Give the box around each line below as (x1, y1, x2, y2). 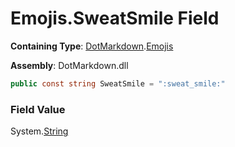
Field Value (10, 102, 66, 116)
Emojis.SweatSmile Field (10, 7, 220, 30)
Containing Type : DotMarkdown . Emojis (10, 40, 174, 52)
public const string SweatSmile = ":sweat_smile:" (10, 78, 226, 89)
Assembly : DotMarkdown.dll (10, 59, 129, 71)
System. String (10, 125, 69, 137)
